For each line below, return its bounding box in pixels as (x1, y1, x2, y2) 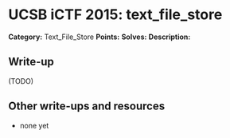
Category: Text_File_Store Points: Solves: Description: (8, 32, 191, 41)
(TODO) (8, 76, 34, 85)
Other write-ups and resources (8, 100, 166, 113)
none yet (19, 120, 49, 130)
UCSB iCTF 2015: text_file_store (8, 6, 223, 24)
